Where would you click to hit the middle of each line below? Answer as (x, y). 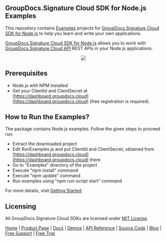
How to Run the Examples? (47, 117)
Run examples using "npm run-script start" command (67, 181)
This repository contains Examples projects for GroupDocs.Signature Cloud (82, 28)
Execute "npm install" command (45, 170)
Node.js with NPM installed (40, 85)
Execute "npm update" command (46, 176)
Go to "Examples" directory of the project (55, 165)
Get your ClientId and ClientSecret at (50, 91)
